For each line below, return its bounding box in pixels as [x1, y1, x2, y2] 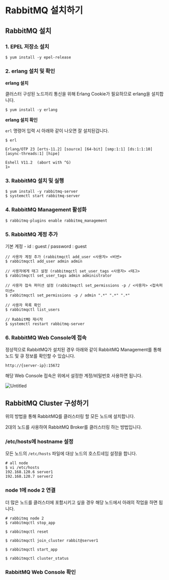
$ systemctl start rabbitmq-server [5, 194, 80, 199]
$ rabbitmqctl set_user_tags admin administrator [5, 273, 112, 279]
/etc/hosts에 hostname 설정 [5, 438, 73, 445]
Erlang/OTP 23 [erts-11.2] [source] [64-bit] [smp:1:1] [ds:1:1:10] [5, 147, 153, 152]
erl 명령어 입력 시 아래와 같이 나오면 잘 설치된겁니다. [5, 128, 109, 134]
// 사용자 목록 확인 [5, 303, 41, 308]
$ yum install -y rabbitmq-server [5, 189, 78, 194]
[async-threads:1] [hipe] [5, 151, 60, 157]
